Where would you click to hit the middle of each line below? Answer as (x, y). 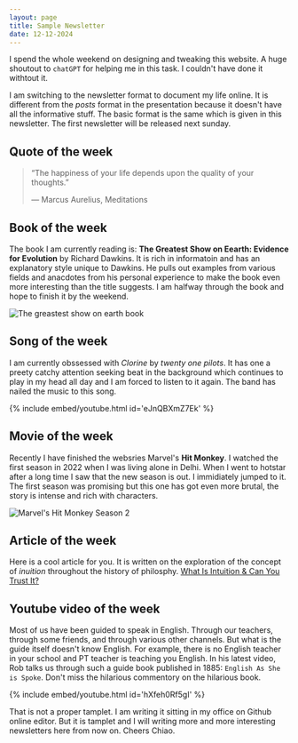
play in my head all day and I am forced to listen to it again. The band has (143, 381)
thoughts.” (50, 182)
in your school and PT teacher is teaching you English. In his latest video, (143, 659)
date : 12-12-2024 (41, 34)
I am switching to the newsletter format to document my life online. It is (139, 95)
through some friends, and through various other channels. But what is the (145, 640)
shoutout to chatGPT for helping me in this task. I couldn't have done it (136, 68)
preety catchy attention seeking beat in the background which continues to (146, 372)
